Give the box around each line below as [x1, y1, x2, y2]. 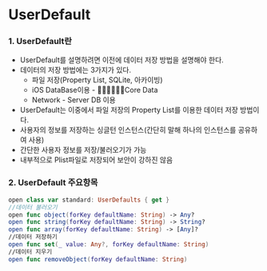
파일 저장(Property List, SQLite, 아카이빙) [31, 75, 163, 85]
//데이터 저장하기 [8, 233, 58, 241]
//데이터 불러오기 [8, 203, 58, 211]
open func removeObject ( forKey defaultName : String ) [8, 255, 188, 263]
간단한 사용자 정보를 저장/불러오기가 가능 [19, 145, 147, 155]
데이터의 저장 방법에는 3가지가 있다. [19, 66, 132, 75]
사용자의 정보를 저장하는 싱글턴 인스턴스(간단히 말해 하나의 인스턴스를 [19, 126, 237, 135]
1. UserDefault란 [8, 36, 72, 47]
